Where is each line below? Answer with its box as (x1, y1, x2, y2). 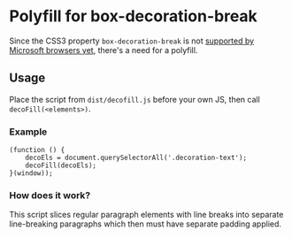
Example (9, 126, 48, 138)
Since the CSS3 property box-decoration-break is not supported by (9, 35, 255, 46)
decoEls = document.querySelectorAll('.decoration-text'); (25, 153, 248, 163)
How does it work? (9, 188, 91, 201)
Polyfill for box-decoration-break (9, 6, 258, 27)
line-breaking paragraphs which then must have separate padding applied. (9, 219, 281, 229)
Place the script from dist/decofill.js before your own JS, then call (9, 94, 261, 104)
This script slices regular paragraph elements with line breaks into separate (9, 210, 284, 220)
